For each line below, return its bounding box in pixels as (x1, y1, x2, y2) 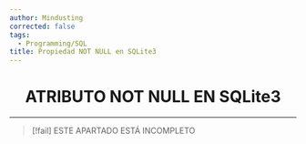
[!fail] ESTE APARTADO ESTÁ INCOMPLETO (31, 125, 196, 137)
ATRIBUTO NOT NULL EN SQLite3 (25, 87, 281, 108)
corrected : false (9, 22, 76, 31)
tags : (9, 30, 30, 39)
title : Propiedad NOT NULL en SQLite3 (9, 47, 157, 57)
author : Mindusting (9, 13, 84, 23)
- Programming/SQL (17, 38, 88, 48)
